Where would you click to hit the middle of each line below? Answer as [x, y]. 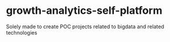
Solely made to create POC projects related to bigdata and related [85, 26]
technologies [22, 32]
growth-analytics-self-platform [84, 11]
